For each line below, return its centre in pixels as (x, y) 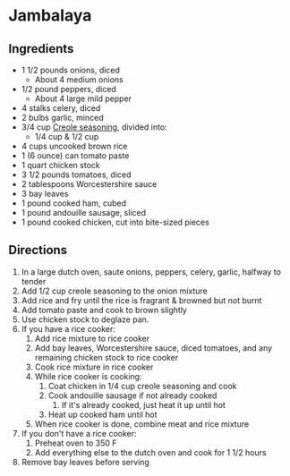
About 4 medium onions (79, 80)
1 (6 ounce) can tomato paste (75, 156)
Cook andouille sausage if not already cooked (132, 395)
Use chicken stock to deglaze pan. (85, 319)
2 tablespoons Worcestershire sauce (89, 184)
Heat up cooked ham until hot (102, 414)
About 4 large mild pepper (83, 98)
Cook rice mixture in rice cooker (94, 367)
